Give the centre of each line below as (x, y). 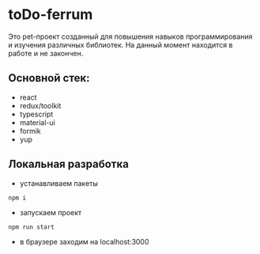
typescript (36, 114)
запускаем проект (50, 212)
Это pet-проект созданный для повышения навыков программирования (130, 36)
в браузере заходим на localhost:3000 (84, 241)
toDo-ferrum (51, 15)
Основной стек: (49, 78)
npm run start (32, 227)
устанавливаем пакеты (59, 183)
